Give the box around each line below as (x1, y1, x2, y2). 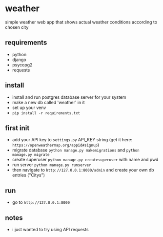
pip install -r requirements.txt (12, 110, 81, 115)
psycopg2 (12, 62, 33, 67)
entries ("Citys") (12, 172, 45, 178)
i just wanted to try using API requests (12, 227, 89, 232)
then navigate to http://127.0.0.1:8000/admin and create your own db (12, 167, 155, 173)
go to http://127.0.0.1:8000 (12, 199, 70, 205)
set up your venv (12, 105, 46, 110)
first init (5, 124, 30, 132)
